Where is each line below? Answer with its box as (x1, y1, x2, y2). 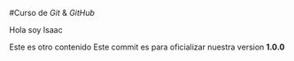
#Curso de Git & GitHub (9, 8, 96, 18)
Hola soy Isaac (9, 25, 64, 34)
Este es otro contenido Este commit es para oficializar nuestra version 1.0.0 (9, 42, 285, 52)
